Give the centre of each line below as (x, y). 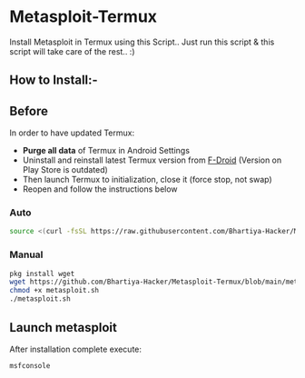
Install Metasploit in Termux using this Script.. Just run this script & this (142, 42)
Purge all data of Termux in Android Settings (106, 151)
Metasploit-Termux (83, 17)
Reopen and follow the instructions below (100, 189)
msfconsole (30, 365)
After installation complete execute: (76, 349)
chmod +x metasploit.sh (54, 291)
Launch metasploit (64, 328)
